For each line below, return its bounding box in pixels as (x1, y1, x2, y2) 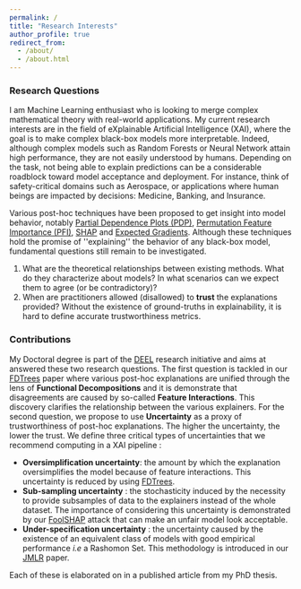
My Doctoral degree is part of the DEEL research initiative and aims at (9, 353, 266, 364)
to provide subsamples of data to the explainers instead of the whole (21, 495, 276, 506)
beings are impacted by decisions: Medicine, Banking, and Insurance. (9, 190, 266, 202)
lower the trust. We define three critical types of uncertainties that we (9, 429, 266, 440)
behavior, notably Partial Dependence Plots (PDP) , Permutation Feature (9, 217, 272, 229)
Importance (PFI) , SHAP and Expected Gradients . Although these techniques (9, 227, 292, 238)
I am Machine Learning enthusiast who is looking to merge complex (9, 105, 259, 116)
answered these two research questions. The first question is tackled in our (9, 363, 288, 374)
